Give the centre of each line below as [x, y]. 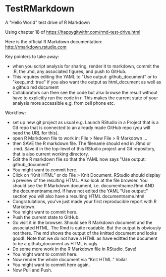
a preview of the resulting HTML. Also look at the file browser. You [80, 180]
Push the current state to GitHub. [46, 217]
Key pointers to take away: [32, 56]
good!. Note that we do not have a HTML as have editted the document [85, 238]
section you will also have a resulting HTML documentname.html [78, 196]
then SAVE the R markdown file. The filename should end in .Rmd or [82, 143]
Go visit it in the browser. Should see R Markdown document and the [82, 222]
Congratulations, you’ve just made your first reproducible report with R [84, 201]
